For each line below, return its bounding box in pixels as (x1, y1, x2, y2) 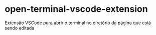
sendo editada (5, 25, 35, 31)
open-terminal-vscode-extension (5, 3, 148, 15)
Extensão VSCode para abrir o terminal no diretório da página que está (5, 20, 151, 26)
